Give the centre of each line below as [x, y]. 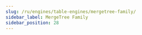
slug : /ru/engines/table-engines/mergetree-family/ [71, 12]
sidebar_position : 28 [32, 23]
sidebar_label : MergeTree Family [47, 17]
